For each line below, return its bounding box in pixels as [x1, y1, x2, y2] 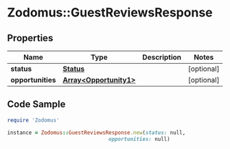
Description [142, 53, 182, 62]
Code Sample [7, 98, 66, 111]
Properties [7, 32, 54, 44]
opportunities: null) [108, 135, 170, 142]
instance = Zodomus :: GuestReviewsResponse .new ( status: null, [7, 129, 186, 136]
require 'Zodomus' [7, 117, 60, 124]
